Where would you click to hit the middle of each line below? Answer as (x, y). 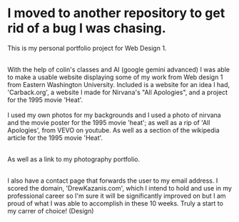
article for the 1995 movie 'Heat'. (55, 138)
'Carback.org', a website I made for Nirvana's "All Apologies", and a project (118, 92)
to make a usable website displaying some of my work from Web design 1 (115, 77)
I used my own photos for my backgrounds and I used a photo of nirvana (114, 115)
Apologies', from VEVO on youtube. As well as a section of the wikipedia (113, 130)
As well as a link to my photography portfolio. (74, 159)
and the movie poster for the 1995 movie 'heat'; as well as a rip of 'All (109, 122)
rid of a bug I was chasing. (87, 28)
